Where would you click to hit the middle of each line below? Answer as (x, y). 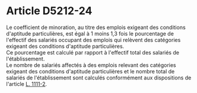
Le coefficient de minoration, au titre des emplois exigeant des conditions (96, 27)
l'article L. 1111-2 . (27, 84)
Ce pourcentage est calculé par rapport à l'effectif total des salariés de (93, 52)
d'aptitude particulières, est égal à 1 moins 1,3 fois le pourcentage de (90, 33)
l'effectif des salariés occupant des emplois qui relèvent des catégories (93, 40)
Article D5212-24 (49, 11)
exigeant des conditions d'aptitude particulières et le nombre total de (90, 71)
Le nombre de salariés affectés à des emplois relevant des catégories (91, 65)
